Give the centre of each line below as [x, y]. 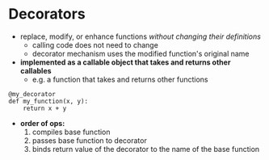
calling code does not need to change [95, 44]
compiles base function [71, 132]
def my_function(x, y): [48, 101]
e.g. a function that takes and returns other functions [120, 79]
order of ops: [42, 123]
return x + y [45, 108]
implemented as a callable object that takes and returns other [125, 62]
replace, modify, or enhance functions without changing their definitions [140, 36]
